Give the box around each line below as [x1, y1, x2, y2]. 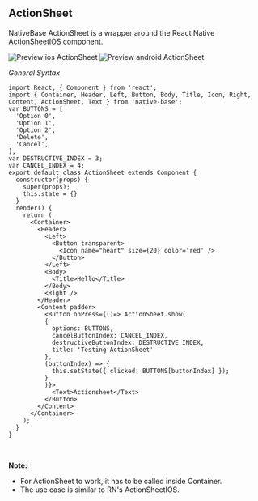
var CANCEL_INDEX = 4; [8, 161, 85, 169]
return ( [23, 210, 53, 219]
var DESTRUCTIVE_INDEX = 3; [8, 154, 104, 163]
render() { [15, 204, 53, 212]
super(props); [23, 182, 70, 191]
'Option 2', [15, 125, 57, 134]
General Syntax [8, 68, 61, 78]
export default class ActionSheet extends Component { [8, 168, 197, 176]
